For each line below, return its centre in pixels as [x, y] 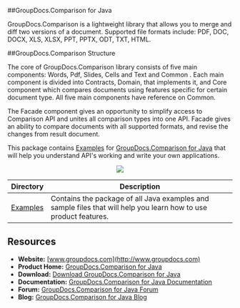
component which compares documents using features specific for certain [117, 90]
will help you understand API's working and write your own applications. [114, 155]
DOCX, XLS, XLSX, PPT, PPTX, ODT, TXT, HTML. [79, 39]
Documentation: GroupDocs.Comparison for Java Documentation [115, 282]
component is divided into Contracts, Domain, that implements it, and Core [117, 82]
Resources [32, 242]
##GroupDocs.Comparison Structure [61, 53]
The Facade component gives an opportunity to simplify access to [105, 111]
